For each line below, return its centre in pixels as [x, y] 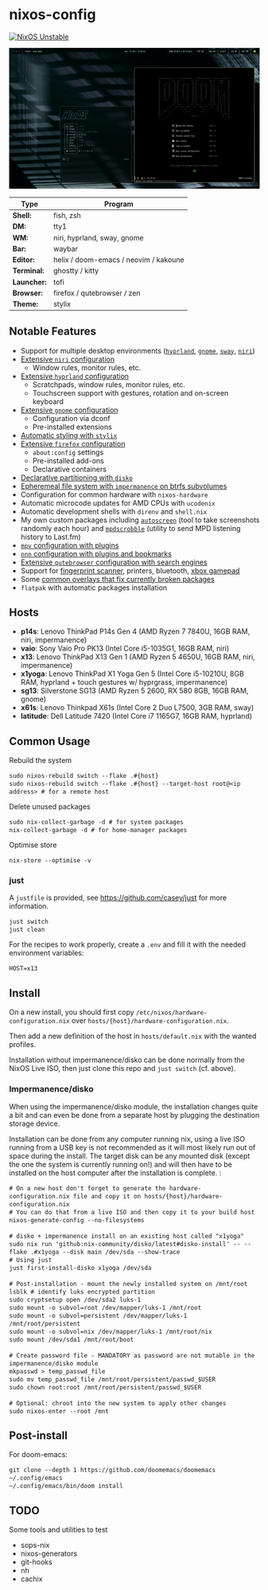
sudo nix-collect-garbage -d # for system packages [96, 822]
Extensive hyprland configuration [75, 376]
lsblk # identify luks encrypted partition [82, 1291]
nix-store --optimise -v [50, 861]
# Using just [31, 1260]
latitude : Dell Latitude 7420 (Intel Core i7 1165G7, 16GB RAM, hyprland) [136, 716]
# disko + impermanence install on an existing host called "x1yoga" [127, 1236]
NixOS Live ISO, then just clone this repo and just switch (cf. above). [122, 1068]
